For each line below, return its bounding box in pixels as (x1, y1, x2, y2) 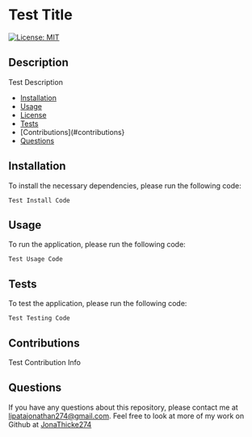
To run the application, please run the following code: (8, 240, 186, 250)
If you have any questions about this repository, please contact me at (8, 402, 238, 412)
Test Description (8, 77, 63, 86)
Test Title (8, 6, 73, 24)
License (19, 110, 47, 120)
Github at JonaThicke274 (8, 419, 92, 429)
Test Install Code (8, 196, 70, 204)
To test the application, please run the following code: (8, 299, 187, 309)
